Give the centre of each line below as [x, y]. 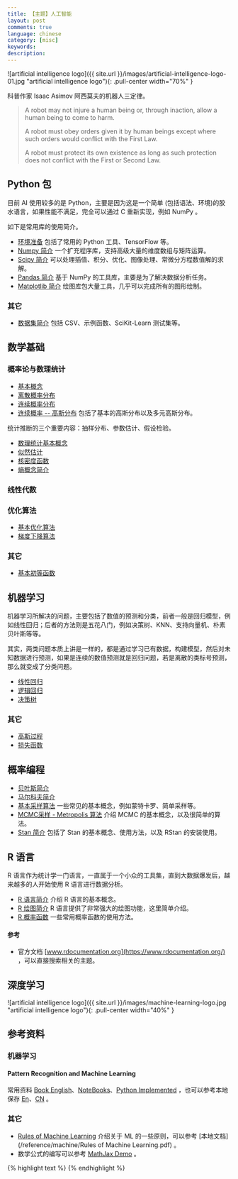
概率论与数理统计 [36, 370]
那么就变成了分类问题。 [41, 666]
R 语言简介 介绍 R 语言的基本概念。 [69, 899]
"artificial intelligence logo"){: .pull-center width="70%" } [110, 81]
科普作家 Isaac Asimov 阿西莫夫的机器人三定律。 [78, 96]
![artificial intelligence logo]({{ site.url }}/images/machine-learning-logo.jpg [117, 1002]
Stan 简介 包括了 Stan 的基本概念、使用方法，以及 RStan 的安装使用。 [119, 832]
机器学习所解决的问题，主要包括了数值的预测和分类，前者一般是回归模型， [116, 616]
